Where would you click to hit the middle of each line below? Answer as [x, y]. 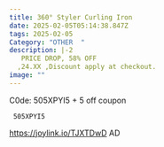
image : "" [27, 75]
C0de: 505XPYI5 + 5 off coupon [68, 100]
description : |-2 [41, 50]
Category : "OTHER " [47, 42]
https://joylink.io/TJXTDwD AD [65, 133]
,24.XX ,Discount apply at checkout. [87, 67]
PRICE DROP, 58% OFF [59, 58]
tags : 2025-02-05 [41, 34]
